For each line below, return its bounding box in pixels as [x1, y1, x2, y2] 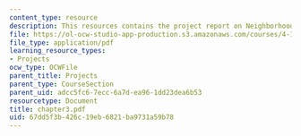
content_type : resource [9, 13, 99, 22]
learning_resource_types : [9, 47, 106, 55]
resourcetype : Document [9, 96, 99, 106]
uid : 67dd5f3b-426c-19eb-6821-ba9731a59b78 [9, 113, 175, 122]
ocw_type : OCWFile [9, 64, 78, 72]
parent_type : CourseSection [9, 80, 115, 89]
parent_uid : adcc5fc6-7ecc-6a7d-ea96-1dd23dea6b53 [9, 88, 202, 97]
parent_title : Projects [9, 72, 99, 81]
